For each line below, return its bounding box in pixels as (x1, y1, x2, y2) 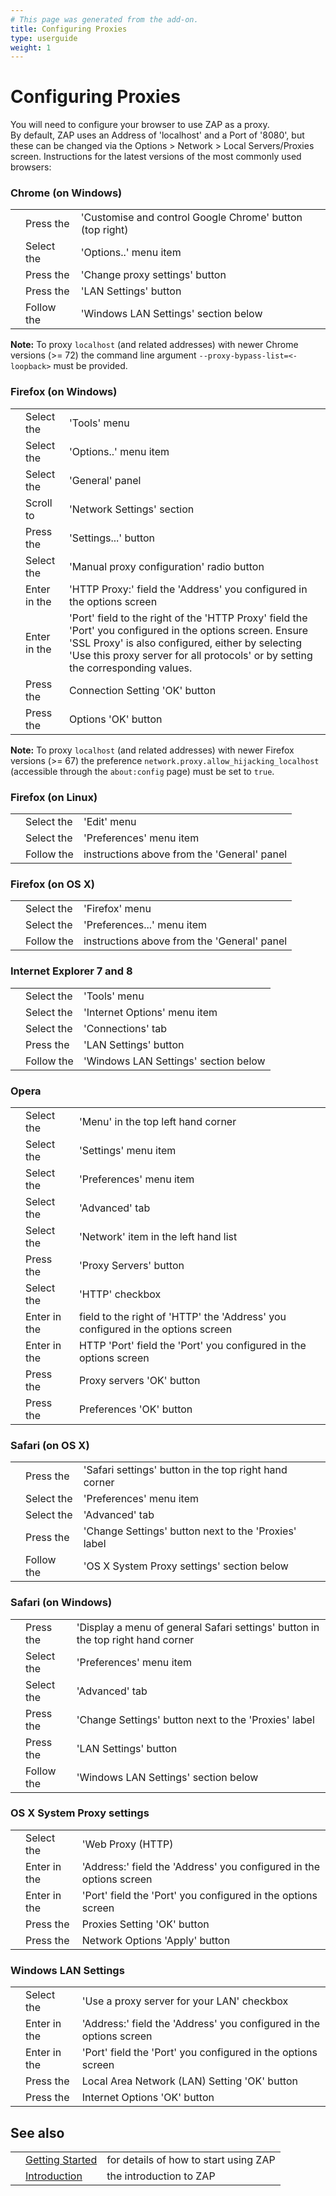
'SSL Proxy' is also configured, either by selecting (69, 636, 303, 650)
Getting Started (25, 2152, 98, 2166)
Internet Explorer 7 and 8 (10, 964, 133, 978)
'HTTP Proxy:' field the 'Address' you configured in (69, 582, 308, 596)
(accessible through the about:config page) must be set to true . (10, 765, 275, 777)
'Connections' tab (83, 1021, 168, 1035)
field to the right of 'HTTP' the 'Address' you (78, 1309, 287, 1323)
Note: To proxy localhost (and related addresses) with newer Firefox (10, 744, 295, 756)
